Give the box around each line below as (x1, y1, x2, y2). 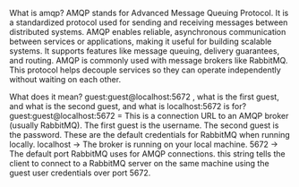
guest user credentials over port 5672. (9, 167, 151, 178)
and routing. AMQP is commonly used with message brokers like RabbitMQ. (9, 55, 288, 65)
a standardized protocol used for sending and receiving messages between (9, 17, 288, 28)
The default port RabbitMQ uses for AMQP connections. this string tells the (9, 149, 286, 159)
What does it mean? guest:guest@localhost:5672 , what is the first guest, (9, 91, 279, 102)
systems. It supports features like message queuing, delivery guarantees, (9, 46, 280, 56)
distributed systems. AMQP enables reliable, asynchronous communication (9, 27, 286, 37)
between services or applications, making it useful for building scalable (9, 36, 272, 47)
